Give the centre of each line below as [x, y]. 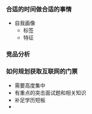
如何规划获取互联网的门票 [42, 71]
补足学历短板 [30, 100]
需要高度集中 [30, 85]
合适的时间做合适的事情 [39, 9]
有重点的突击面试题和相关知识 [50, 92]
